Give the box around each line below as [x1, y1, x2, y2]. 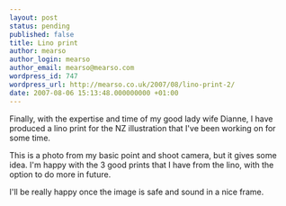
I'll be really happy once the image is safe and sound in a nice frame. [9, 186, 264, 197]
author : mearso [9, 47, 67, 56]
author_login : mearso [9, 55, 91, 64]
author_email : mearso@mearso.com [9, 64, 135, 73]
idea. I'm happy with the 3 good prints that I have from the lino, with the [9, 159, 274, 170]
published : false [9, 30, 75, 39]
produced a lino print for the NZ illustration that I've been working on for [9, 122, 276, 133]
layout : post [9, 13, 58, 22]
